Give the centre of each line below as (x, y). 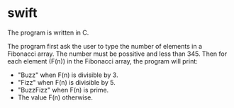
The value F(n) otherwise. (55, 97)
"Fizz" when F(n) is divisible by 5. (66, 82)
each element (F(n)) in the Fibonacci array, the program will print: (103, 61)
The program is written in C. (48, 32)
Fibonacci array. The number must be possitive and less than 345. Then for (117, 54)
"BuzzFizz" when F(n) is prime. (63, 90)
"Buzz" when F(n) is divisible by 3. (68, 75)
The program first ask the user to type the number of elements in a (105, 46)
